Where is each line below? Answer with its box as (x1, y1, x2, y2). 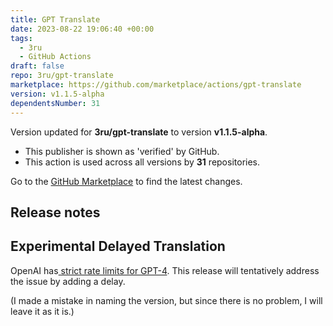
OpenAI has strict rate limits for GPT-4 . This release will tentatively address (10, 264, 320, 276)
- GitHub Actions (19, 52, 92, 62)
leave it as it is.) (10, 305, 75, 317)
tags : (10, 33, 33, 43)
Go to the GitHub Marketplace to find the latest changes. (10, 175, 243, 187)
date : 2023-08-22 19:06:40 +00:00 (10, 24, 155, 34)
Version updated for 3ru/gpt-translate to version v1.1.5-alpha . (10, 126, 268, 138)
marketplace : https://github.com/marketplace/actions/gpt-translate (10, 80, 302, 90)
